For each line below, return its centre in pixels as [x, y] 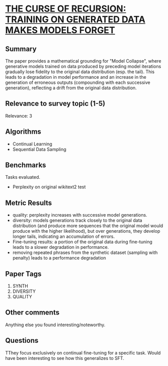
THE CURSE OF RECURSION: [66, 9]
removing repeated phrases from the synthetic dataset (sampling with [85, 252]
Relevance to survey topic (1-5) [55, 104]
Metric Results [29, 203]
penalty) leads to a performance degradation [59, 258]
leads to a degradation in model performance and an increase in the [76, 77]
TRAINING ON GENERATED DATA [75, 19]
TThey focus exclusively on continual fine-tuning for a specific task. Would [83, 353]
